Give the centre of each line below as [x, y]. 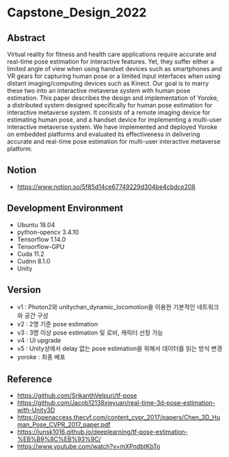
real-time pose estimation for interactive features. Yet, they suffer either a [110, 62]
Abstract [26, 38]
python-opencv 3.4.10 [48, 232]
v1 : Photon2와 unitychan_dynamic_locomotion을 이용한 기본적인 [106, 307]
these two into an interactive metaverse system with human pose [99, 91]
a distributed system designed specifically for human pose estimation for [110, 105]
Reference [30, 379]
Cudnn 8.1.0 [33, 261]
